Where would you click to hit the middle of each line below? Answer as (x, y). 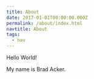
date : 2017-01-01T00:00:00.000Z (47, 18)
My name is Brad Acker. (36, 69)
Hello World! (22, 57)
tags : (13, 35)
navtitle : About (27, 29)
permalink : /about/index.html (45, 23)
